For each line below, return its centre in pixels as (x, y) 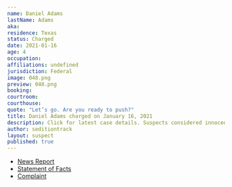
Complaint (32, 176)
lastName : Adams (30, 20)
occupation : (24, 59)
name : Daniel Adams (35, 13)
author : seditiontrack (40, 129)
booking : (20, 90)
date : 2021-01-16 (32, 46)
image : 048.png (29, 78)
